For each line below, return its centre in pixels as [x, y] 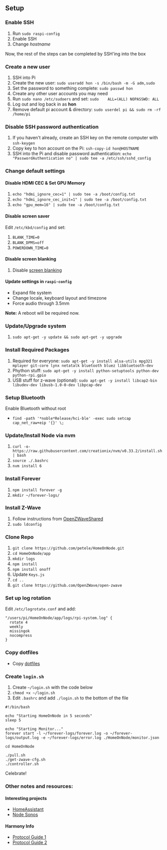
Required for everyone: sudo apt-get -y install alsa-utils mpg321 [83, 361]
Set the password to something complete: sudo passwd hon [73, 88]
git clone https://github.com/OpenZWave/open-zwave [67, 586]
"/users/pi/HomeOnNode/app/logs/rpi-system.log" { [59, 618]
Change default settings [35, 171]
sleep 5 [13, 720]
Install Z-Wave [23, 508]
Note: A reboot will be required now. [42, 313]
